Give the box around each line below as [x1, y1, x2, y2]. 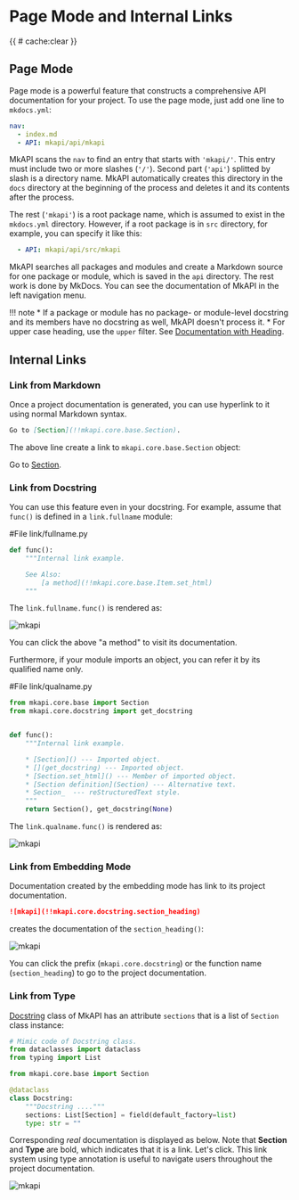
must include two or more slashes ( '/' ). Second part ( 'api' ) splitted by [9, 163, 271, 175]
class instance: [9, 1019, 64, 1031]
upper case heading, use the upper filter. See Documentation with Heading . [9, 326, 285, 337]
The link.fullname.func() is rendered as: [9, 603, 163, 613]
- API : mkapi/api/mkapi [17, 138, 105, 147]
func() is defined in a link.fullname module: [9, 511, 174, 522]
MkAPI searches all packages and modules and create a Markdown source [9, 261, 283, 273]
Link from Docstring [9, 481, 98, 494]
